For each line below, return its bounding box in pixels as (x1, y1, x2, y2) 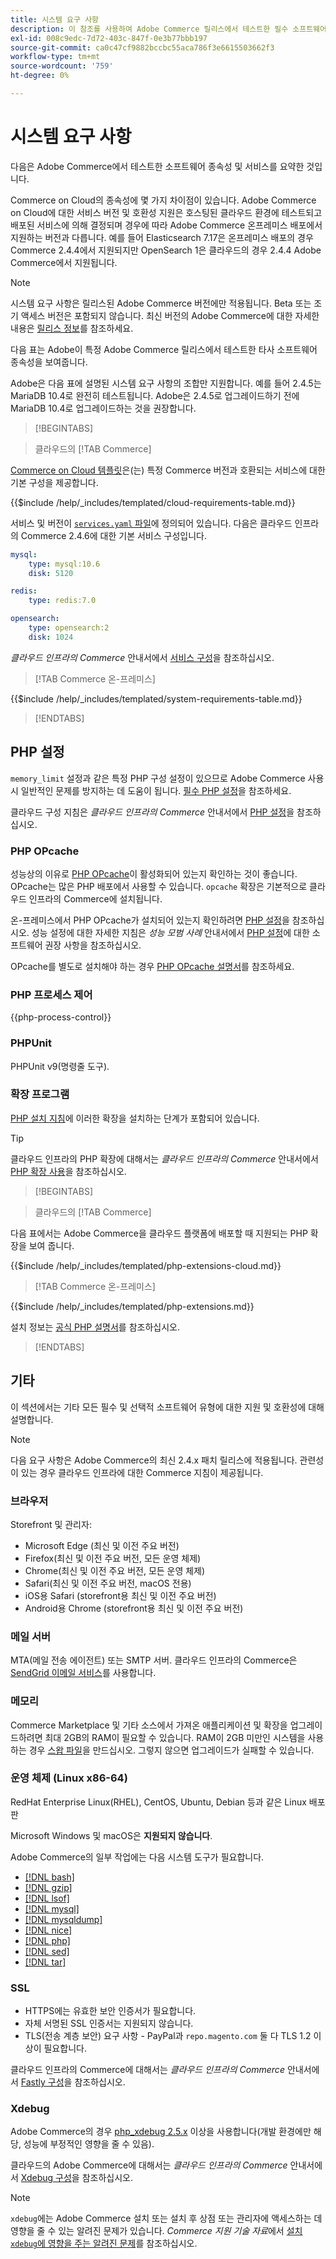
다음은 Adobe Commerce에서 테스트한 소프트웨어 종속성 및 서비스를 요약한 (10, 160, 305, 172)
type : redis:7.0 (28, 596, 97, 606)
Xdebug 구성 (20, 2172, 72, 2184)
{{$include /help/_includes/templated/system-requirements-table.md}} (10, 692, 303, 705)
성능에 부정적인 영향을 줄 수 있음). (23, 2138, 155, 2150)
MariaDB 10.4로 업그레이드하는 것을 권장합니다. (10, 402, 197, 414)
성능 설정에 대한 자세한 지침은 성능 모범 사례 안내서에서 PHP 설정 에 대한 (31, 926, 310, 938)
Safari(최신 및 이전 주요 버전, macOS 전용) (24, 1577, 192, 1589)
